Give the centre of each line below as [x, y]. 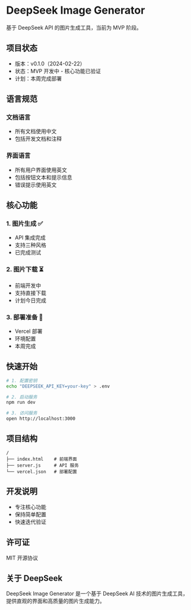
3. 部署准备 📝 [25, 317]
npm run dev [21, 403]
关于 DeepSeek [34, 578]
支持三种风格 [30, 245]
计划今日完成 [30, 300]
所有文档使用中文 [36, 131]
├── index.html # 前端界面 [42, 459]
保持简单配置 [30, 514]
